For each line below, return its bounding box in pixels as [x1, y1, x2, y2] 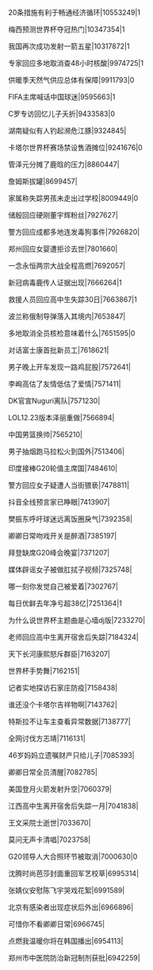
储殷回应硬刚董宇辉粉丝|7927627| [8, 211, 119, 219]
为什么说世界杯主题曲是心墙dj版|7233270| [8, 616, 146, 624]
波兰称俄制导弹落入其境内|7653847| [8, 311, 126, 321]
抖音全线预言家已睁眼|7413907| [8, 497, 110, 507]
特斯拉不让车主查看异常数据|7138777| [8, 717, 131, 726]
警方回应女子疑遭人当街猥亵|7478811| [8, 481, 129, 489]
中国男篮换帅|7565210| [8, 430, 83, 439]
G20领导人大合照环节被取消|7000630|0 [8, 852, 138, 861]
